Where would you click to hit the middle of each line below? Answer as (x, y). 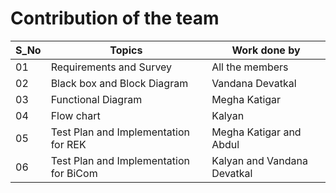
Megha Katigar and (256, 132)
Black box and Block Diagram (119, 83)
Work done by (266, 50)
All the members (250, 67)
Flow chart (75, 115)
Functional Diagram (96, 99)
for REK (68, 144)
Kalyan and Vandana (259, 160)
